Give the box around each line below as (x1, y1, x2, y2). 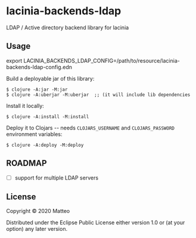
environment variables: (6, 130, 63, 138)
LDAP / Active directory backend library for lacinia (6, 24, 129, 31)
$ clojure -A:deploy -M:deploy (6, 142, 84, 148)
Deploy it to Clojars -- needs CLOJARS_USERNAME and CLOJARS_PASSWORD (6, 124, 175, 131)
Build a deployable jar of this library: (6, 75, 95, 82)
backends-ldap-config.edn (6, 63, 73, 70)
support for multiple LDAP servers (14, 174, 99, 181)
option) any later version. (6, 225, 67, 233)
